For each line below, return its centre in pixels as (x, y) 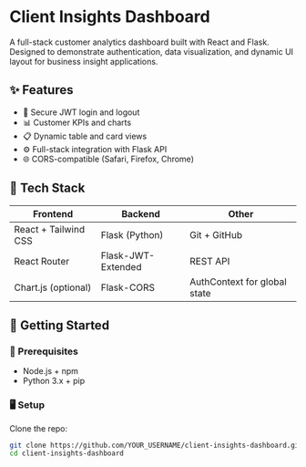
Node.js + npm (51, 371)
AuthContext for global (238, 282)
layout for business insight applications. (84, 61)
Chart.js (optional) (53, 287)
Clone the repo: (39, 428)
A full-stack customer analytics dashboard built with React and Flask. (140, 42)
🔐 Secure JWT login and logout (81, 112)
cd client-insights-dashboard (67, 453)
